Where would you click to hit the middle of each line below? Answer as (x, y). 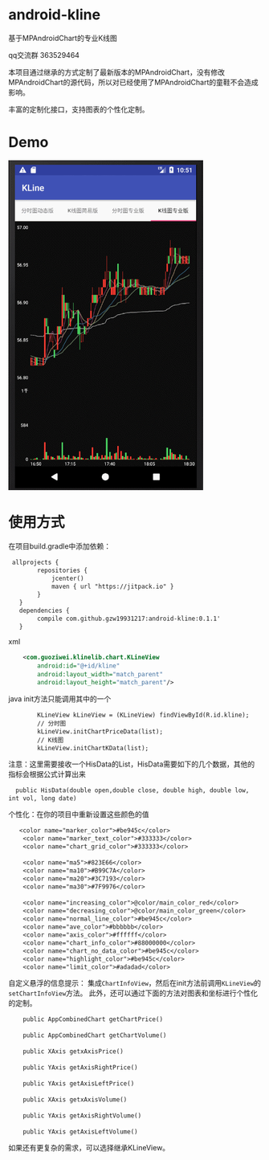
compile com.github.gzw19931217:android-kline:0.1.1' (129, 619)
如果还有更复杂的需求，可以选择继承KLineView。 (89, 1148)
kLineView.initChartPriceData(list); (100, 732)
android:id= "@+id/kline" (79, 666)
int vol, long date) (43, 799)
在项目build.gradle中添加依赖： (60, 546)
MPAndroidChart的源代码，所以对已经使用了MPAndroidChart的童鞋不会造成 (133, 82)
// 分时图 (52, 724)
